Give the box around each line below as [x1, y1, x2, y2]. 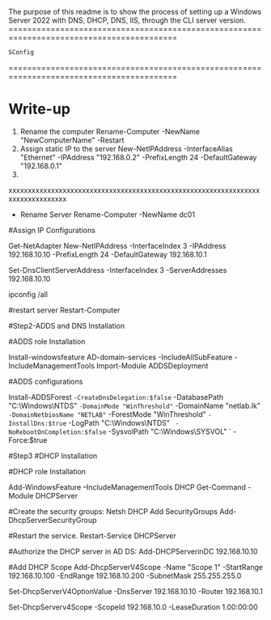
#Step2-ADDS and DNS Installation [8, 321, 125, 330]
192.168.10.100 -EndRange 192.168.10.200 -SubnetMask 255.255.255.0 [8, 571, 242, 580]
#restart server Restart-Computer [8, 305, 121, 315]
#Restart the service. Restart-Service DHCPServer [8, 530, 176, 541]
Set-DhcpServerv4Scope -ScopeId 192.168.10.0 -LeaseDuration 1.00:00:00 [8, 602, 258, 612]
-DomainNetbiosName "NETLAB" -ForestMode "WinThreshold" [8, 409, 206, 419]
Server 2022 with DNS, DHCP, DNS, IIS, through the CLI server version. [8, 15, 247, 25]
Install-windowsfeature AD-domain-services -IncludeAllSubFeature [8, 352, 233, 362]
